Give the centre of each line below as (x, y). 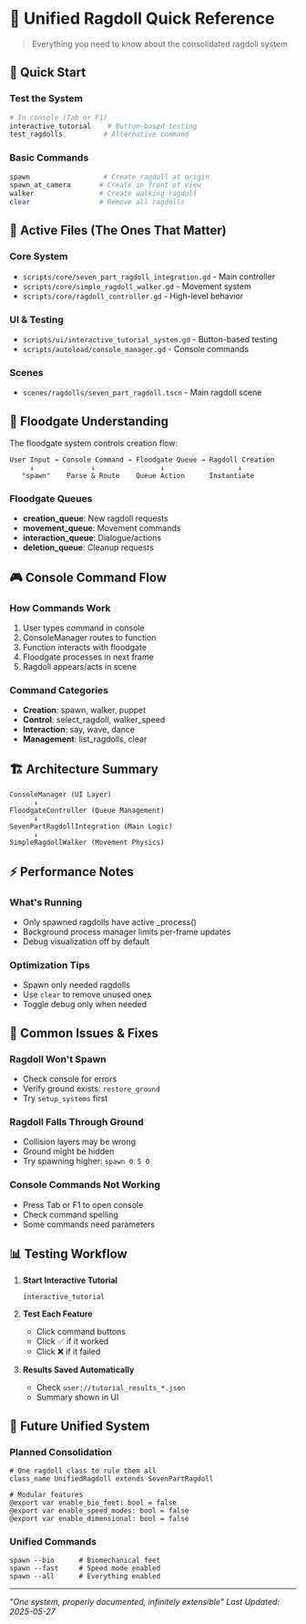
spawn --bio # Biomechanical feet (85, 1561)
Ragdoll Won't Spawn (58, 1059)
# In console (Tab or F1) (58, 118)
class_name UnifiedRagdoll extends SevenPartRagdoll (112, 1479)
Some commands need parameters (88, 1224)
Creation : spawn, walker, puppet (84, 710)
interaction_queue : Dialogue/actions (92, 538)
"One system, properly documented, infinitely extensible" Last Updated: (145, 1602)
